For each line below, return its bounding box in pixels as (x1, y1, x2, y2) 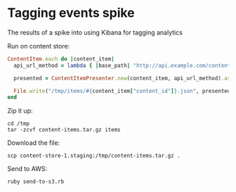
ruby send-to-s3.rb (7, 178, 65, 186)
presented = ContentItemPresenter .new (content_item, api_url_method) (13, 75, 221, 82)
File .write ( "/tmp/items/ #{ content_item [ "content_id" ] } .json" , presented (13, 87, 231, 94)
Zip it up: (7, 107, 33, 115)
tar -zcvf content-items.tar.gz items (7, 127, 121, 134)
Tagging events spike (7, 5, 135, 21)
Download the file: (7, 139, 60, 147)
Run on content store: (7, 41, 70, 50)
